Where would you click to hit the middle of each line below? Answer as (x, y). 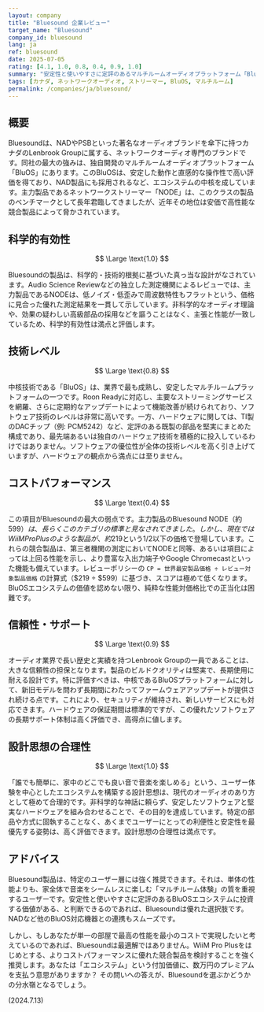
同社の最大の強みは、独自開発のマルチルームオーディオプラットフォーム (137, 163)
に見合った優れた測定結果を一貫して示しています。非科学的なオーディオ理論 (131, 304)
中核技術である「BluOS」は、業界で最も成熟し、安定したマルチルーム (121, 387)
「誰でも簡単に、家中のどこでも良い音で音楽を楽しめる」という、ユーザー (128, 782)
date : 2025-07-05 (37, 60)
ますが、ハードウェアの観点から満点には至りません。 (101, 456)
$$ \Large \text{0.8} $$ (132, 370)
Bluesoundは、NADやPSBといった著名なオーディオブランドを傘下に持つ (125, 143)
